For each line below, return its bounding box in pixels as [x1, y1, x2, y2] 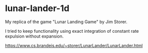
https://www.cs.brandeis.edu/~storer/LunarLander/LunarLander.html [5, 42, 143, 48]
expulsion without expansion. [5, 33, 64, 39]
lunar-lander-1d [5, 3, 70, 14]
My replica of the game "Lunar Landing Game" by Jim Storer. [5, 19, 128, 25]
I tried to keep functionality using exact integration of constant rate [5, 28, 139, 34]
